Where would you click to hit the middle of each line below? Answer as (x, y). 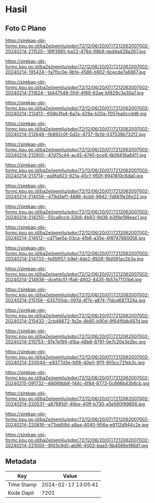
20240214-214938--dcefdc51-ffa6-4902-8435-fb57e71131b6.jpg (74, 280)
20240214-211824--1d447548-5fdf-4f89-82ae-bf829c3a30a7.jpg (74, 93)
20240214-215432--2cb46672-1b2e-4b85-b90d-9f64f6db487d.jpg (77, 321)
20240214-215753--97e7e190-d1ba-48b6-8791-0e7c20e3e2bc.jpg (75, 342)
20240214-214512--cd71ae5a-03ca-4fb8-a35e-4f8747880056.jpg (75, 238)
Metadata (21, 461)
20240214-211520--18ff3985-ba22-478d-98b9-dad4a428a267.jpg (75, 51)
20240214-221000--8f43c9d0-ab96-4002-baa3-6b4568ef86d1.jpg (77, 446)
